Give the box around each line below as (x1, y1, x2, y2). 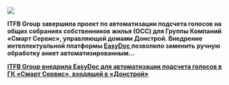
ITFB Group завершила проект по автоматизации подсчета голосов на (7, 20, 222, 28)
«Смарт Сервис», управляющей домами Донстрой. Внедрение (7, 35, 203, 42)
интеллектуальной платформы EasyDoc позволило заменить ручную (7, 41, 221, 50)
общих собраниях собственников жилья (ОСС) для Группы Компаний (7, 27, 222, 35)
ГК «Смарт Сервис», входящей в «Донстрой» (7, 70, 149, 78)
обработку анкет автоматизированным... (7, 49, 135, 57)
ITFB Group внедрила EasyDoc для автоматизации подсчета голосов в (7, 62, 223, 70)
